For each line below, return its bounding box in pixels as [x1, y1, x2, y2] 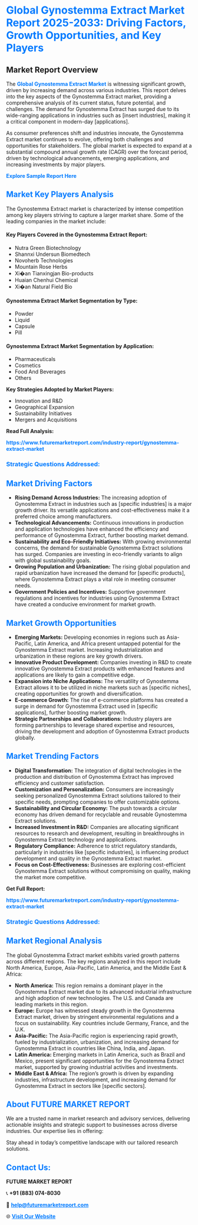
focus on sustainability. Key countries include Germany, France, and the [14, 1019, 190, 1026]
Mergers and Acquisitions [14, 416, 78, 423]
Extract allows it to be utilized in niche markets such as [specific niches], [14, 684, 192, 691]
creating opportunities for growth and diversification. [14, 690, 143, 697]
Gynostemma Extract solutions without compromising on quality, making [14, 867, 191, 875]
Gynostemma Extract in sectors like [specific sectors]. [14, 1082, 146, 1089]
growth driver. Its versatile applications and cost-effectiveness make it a [14, 506, 190, 514]
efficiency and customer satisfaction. [14, 779, 105, 787]
